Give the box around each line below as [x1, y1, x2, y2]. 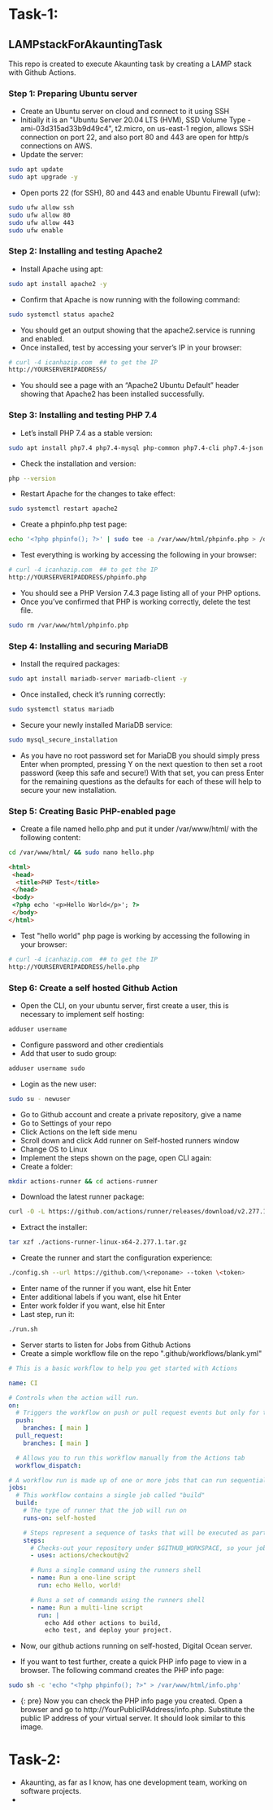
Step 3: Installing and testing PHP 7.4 [8, 409, 158, 421]
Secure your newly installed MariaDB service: [19, 720, 173, 729]
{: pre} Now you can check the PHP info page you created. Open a [19, 1696, 244, 1706]
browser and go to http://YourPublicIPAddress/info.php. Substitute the [19, 1705, 255, 1715]
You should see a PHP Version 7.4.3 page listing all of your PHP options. [19, 588, 262, 597]
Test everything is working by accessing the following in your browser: [19, 550, 258, 560]
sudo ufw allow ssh [8, 204, 75, 212]
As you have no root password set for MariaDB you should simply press [19, 751, 260, 760]
